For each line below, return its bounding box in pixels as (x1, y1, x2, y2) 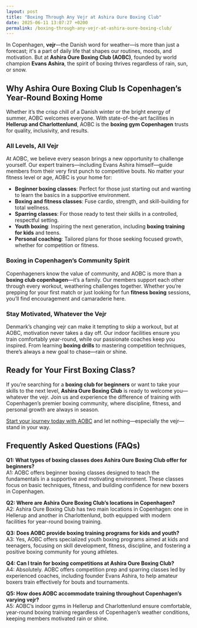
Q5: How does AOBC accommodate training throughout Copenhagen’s (6, 590, 182, 597)
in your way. (21, 423, 51, 430)
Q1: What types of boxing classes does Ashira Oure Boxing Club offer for (6, 456, 187, 463)
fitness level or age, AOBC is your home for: (6, 174, 112, 181)
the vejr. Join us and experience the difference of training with (29, 393, 181, 400)
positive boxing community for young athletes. (6, 548, 119, 555)
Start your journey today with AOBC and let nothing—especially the (6, 417, 169, 425)
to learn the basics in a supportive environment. (14, 192, 131, 199)
